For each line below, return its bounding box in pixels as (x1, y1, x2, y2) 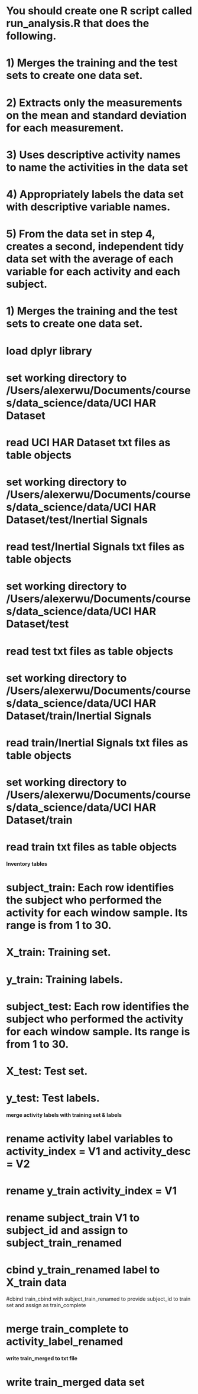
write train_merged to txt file (6, 1354, 78, 1361)
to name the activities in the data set (6, 161, 188, 174)
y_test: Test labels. (6, 1091, 100, 1105)
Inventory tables (6, 860, 47, 867)
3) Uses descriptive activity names (6, 148, 181, 161)
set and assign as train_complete (6, 1302, 86, 1309)
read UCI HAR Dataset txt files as (6, 436, 171, 449)
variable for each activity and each (6, 265, 180, 278)
